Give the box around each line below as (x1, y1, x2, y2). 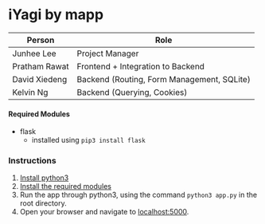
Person (26, 34, 55, 45)
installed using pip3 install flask (31, 136, 146, 145)
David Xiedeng (12, 73, 68, 84)
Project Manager (76, 48, 139, 59)
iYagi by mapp (8, 6, 104, 24)
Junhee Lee (12, 48, 57, 59)
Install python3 (19, 173, 69, 183)
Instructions (8, 155, 57, 167)
